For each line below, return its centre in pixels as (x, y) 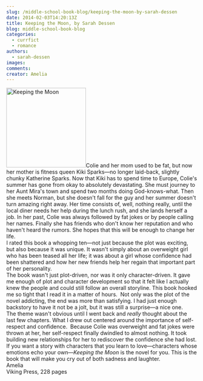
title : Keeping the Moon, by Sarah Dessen (61, 23)
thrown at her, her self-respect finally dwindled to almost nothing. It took (96, 333)
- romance (24, 46)
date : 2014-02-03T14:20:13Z (42, 18)
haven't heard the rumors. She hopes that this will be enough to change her (101, 230)
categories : (21, 35)
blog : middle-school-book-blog (46, 29)
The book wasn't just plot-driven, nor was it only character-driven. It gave (98, 275)
